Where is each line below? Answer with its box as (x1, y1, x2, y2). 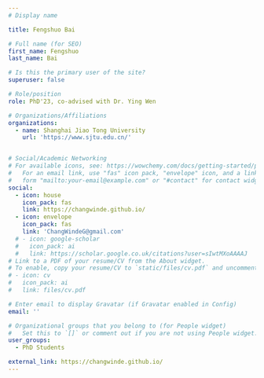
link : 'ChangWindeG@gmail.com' (22, 228, 125, 236)
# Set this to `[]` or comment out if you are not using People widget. (8, 329, 258, 337)
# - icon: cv (8, 272, 51, 280)
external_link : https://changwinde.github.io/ (8, 358, 163, 366)
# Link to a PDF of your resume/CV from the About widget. (8, 257, 206, 265)
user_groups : (8, 336, 51, 344)
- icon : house (15, 191, 61, 199)
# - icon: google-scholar (15, 235, 101, 243)
